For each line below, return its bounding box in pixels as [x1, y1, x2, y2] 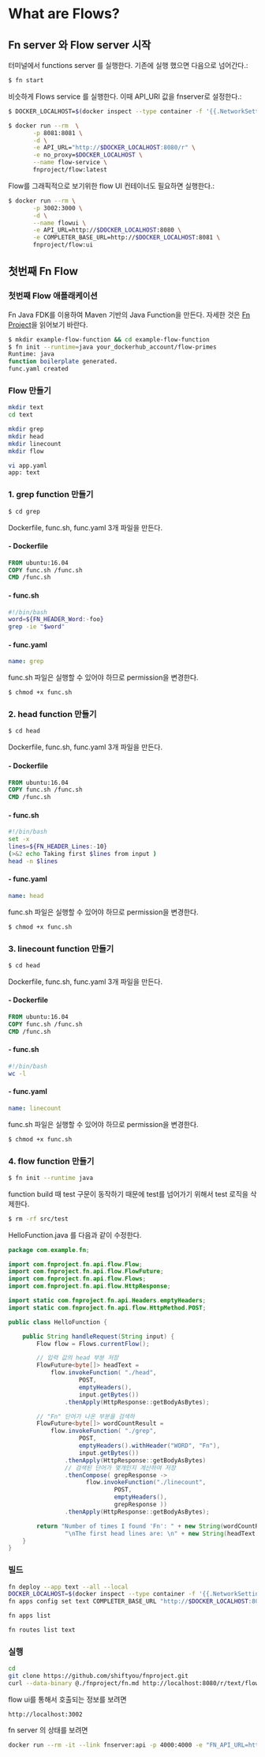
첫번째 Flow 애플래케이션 [8, 290, 98, 301]
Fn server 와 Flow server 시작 [8, 38, 151, 51]
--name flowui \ [32, 219, 87, 227]
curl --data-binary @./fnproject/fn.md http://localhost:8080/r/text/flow [8, 1679, 259, 1687]
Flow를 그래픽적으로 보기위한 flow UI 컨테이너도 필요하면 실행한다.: [8, 181, 215, 190]
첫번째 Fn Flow [8, 265, 79, 278]
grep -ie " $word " [8, 623, 65, 631]
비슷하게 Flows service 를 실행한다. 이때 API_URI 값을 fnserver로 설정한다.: [8, 92, 242, 101]
